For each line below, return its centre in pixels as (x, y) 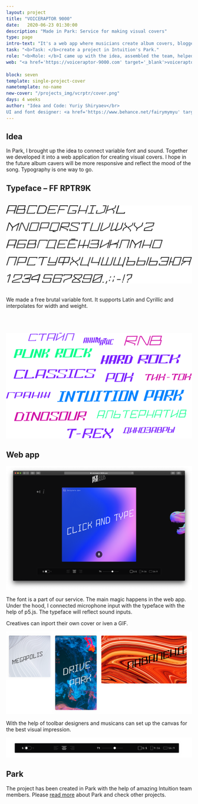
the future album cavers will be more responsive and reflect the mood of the (99, 163)
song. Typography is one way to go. (49, 170)
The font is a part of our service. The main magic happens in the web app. (96, 599)
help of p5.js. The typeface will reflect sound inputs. (69, 612)
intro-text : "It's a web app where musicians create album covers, (91, 44)
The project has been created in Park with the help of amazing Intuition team (99, 788)
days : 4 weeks (24, 100)
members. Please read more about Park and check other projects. (86, 795)
